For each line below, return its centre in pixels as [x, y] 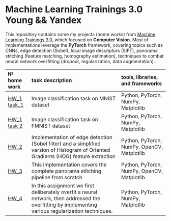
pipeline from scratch [57, 177]
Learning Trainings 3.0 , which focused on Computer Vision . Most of [77, 40]
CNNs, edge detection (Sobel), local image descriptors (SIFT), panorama [81, 50]
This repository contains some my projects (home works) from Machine [80, 34]
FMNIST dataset [51, 126]
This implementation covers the [69, 164]
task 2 [15, 126]
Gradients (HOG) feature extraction [73, 156]
